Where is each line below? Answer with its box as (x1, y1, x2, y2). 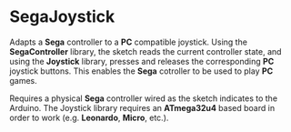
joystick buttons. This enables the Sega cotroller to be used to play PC (9, 66, 274, 76)
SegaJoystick (9, 6, 115, 27)
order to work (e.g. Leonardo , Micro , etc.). (9, 112, 169, 123)
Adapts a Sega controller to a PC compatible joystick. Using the (9, 36, 248, 47)
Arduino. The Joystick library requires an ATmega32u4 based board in (9, 102, 276, 113)
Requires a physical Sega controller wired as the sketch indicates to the (9, 93, 278, 104)
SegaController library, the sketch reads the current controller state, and (9, 46, 282, 56)
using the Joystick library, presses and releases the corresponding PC (9, 56, 275, 66)
